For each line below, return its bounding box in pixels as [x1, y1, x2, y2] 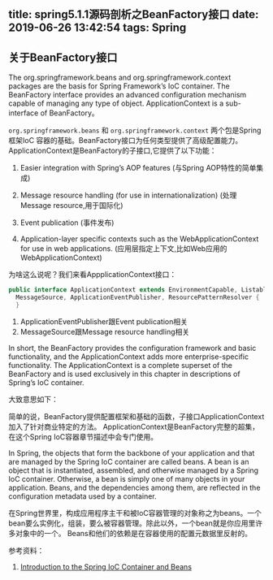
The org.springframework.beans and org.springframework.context [8, 72, 232, 83]
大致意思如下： [8, 394, 58, 404]
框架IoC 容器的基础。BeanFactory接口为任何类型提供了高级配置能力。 [8, 136, 242, 145]
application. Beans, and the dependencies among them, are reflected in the [8, 483, 261, 492]
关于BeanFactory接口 [8, 50, 118, 64]
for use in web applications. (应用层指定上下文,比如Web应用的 [19, 244, 227, 253]
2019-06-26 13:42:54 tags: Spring [8, 21, 187, 35]
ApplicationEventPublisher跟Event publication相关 [19, 316, 188, 327]
